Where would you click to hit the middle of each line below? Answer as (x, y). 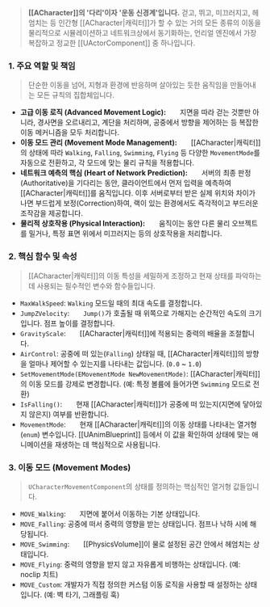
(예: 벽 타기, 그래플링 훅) (82, 594)
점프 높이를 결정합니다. (79, 323)
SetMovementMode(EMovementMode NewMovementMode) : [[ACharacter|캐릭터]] (140, 373)
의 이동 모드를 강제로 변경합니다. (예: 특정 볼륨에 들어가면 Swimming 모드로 (135, 384)
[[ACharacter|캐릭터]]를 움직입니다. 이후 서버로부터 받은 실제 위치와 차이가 (138, 193)
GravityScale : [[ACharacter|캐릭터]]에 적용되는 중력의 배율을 (123, 333)
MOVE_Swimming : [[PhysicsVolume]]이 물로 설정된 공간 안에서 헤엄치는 (135, 544)
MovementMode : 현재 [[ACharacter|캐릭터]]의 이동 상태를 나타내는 (128, 424)
